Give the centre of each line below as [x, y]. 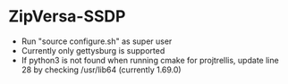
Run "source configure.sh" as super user [97, 41]
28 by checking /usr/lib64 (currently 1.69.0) [101, 70]
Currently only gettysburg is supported [93, 50]
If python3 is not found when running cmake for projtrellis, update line [150, 60]
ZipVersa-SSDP [67, 17]
